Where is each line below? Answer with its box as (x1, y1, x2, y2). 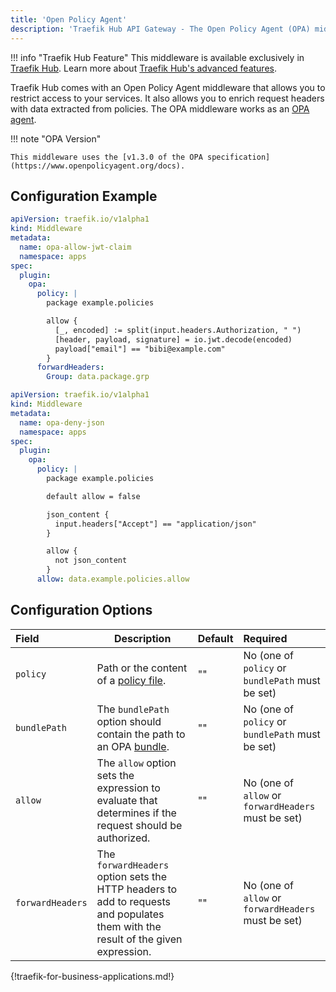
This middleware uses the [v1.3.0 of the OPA (10, 152, 203, 162)
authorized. (96, 831, 151, 845)
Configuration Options (10, 602, 153, 619)
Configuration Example (10, 187, 158, 205)
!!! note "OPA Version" (10, 132, 102, 145)
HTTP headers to (96, 882, 178, 896)
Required (243, 631, 288, 645)
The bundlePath (96, 702, 170, 716)
